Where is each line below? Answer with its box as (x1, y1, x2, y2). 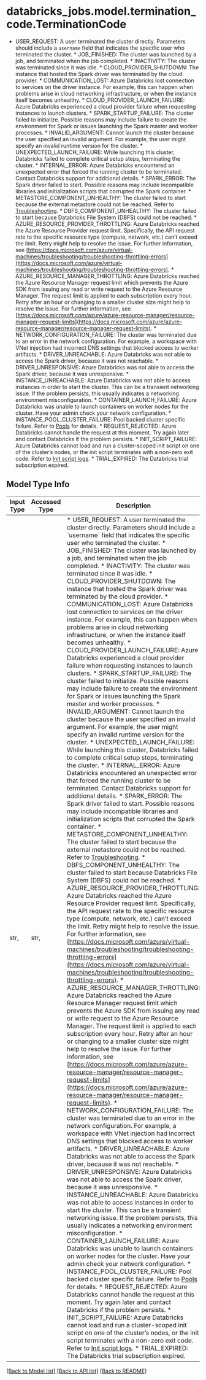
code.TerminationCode (6, 17, 127, 31)
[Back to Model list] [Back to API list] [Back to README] (6, 1367, 147, 1374)
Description (116, 501, 151, 510)
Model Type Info (6, 479, 70, 490)
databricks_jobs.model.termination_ (6, 4, 196, 18)
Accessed (31, 497, 61, 506)
